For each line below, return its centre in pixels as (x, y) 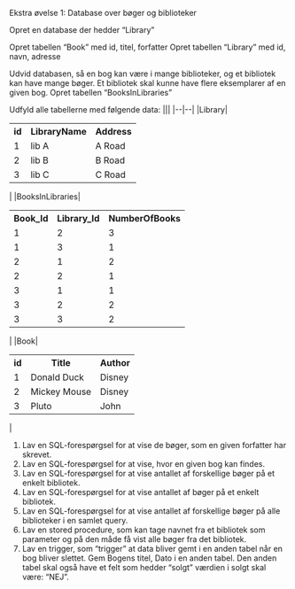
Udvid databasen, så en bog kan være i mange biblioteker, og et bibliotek (143, 74)
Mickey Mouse (61, 391)
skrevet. (37, 454)
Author (115, 363)
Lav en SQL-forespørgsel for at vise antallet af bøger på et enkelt (140, 492)
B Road (110, 160)
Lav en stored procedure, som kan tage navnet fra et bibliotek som (144, 530)
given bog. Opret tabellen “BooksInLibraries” (91, 93)
